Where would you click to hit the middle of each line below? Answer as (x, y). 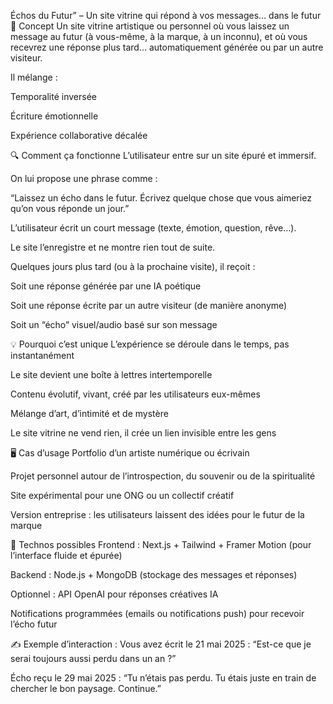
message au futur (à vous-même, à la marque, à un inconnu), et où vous (159, 36)
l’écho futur (34, 624)
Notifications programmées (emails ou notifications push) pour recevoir (157, 613)
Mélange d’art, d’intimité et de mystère (89, 413)
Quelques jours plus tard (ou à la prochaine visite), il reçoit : (133, 266)
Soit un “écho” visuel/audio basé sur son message (114, 324)
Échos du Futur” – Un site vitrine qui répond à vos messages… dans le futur (166, 15)
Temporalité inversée (53, 96)
